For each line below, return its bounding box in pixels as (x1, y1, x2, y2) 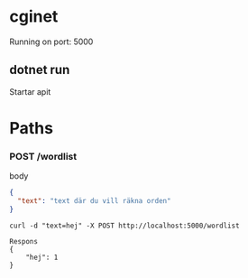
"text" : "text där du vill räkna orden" (17, 197, 171, 206)
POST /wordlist (9, 150, 78, 162)
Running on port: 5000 (9, 36, 94, 47)
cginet (9, 6, 59, 27)
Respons (9, 236, 39, 246)
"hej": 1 (25, 253, 59, 262)
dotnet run (9, 62, 70, 78)
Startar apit (9, 86, 51, 97)
